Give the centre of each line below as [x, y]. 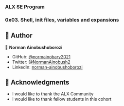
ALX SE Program [25, 7]
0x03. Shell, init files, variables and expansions [62, 19]
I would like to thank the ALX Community [53, 94]
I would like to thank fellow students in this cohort [62, 99]
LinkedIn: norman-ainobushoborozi [47, 67]
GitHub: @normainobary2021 [41, 56]
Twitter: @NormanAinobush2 [41, 62]
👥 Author [19, 36]
